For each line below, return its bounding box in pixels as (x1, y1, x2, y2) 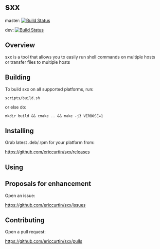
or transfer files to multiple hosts (5, 59, 71, 65)
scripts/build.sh (5, 95, 40, 101)
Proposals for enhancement (5, 179, 91, 188)
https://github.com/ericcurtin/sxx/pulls (5, 238, 83, 244)
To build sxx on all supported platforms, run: (5, 86, 94, 92)
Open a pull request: (5, 229, 46, 235)
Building (5, 73, 31, 82)
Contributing (5, 216, 45, 224)
